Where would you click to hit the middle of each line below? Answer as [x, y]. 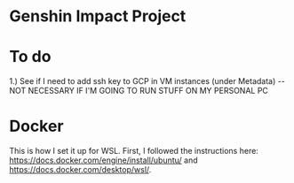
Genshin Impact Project [98, 16]
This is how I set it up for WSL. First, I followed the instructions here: [134, 151]
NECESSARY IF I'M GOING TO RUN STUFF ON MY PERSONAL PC [148, 91]
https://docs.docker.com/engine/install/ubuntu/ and [103, 160]
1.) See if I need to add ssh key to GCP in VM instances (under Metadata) [143, 81]
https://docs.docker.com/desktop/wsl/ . [80, 170]
